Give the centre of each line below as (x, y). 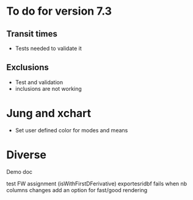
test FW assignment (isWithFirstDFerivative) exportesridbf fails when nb (97, 184)
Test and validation (39, 82)
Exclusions (27, 67)
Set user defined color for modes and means (71, 130)
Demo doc (19, 171)
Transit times (32, 34)
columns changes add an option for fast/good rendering (77, 190)
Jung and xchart (49, 113)
